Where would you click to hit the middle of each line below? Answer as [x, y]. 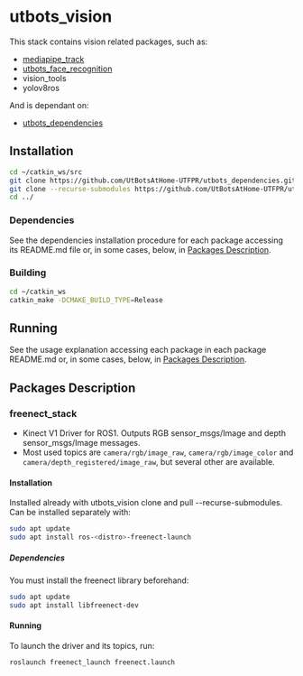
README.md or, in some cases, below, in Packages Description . [128, 359]
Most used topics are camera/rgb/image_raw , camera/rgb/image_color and [158, 452]
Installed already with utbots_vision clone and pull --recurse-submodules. [146, 503]
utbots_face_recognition [67, 69]
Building [28, 273]
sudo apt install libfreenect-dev [74, 605]
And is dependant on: [49, 105]
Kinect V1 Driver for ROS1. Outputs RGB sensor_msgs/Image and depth [154, 433]
